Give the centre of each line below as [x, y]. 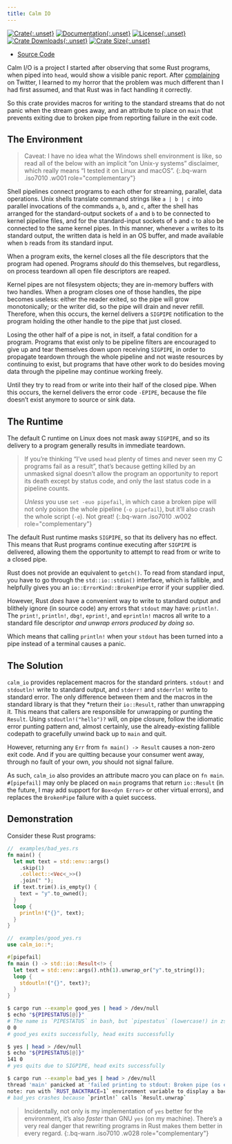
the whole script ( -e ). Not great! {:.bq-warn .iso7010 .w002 [108, 517]
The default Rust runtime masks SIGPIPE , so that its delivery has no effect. [112, 537]
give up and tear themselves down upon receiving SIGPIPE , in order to [106, 350]
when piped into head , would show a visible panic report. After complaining [114, 75]
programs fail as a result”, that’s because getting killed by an [109, 466]
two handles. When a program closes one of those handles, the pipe [104, 292]
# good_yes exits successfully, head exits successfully [91, 1034]
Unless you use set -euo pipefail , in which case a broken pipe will [120, 502]
